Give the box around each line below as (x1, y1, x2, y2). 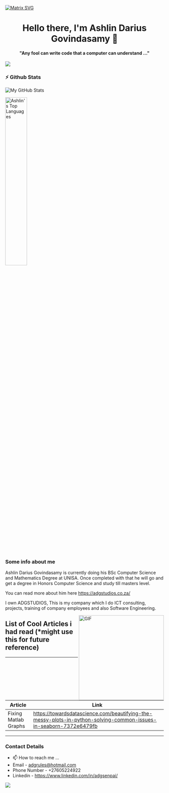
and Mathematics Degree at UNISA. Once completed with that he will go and (5, 574, 163, 581)
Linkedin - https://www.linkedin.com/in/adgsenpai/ (12, 773, 118, 779)
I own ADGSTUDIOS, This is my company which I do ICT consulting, (5, 600, 146, 606)
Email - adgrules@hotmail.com (12, 762, 76, 768)
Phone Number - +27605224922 (12, 767, 81, 773)
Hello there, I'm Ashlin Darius (22, 23, 147, 34)
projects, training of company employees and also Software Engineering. (5, 605, 156, 611)
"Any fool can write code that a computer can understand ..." (19, 50, 150, 56)
